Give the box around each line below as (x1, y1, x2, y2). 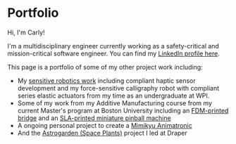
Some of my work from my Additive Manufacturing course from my (17, 98, 213, 107)
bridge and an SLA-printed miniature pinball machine (17, 114, 171, 122)
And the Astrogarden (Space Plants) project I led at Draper (17, 129, 188, 137)
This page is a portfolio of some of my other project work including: (7, 63, 203, 71)
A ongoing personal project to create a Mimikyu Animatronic (17, 121, 192, 129)
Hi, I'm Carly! (7, 28, 45, 37)
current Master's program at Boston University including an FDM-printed (17, 106, 229, 114)
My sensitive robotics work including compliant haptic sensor (17, 76, 196, 85)
